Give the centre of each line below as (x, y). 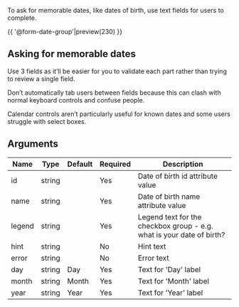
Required (115, 164)
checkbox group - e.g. (175, 226)
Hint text (152, 246)
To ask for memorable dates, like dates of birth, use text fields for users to (116, 10)
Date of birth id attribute (178, 176)
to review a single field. (41, 78)
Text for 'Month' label (174, 281)
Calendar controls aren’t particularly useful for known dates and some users (119, 114)
